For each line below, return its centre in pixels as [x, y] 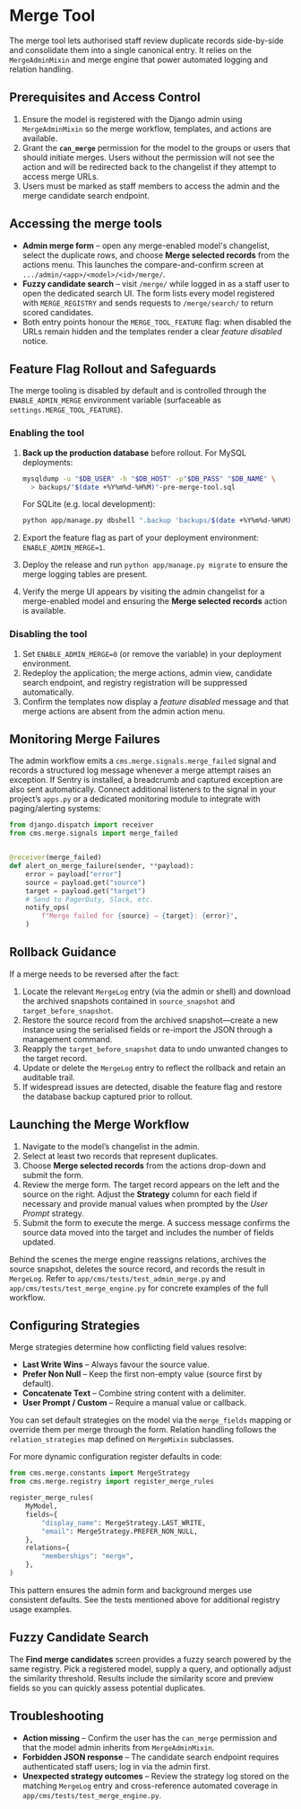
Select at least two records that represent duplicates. [120, 1156]
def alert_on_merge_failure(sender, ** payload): [102, 866]
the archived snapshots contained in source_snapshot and [129, 1001]
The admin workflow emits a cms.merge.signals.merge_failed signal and [143, 761]
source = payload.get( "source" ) [86, 882]
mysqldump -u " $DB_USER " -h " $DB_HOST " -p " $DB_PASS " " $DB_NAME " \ [149, 479]
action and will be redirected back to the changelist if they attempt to [149, 166]
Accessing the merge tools [86, 224]
